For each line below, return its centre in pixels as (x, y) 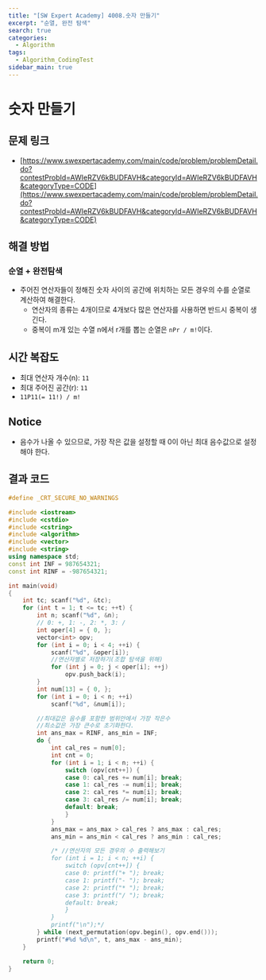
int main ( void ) (33, 586)
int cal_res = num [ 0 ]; (88, 748)
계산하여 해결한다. (47, 300)
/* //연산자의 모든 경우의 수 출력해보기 (108, 851)
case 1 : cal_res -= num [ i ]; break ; (123, 785)
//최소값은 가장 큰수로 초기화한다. (86, 726)
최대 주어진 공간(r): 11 (54, 388)
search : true (30, 30)
